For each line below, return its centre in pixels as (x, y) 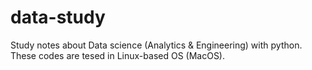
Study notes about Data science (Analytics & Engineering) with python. (156, 45)
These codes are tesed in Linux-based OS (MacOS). (118, 55)
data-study (58, 17)
